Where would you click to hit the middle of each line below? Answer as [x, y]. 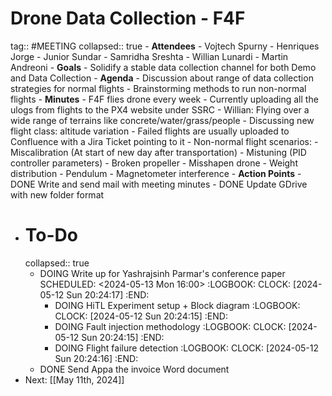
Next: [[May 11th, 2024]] [74, 379]
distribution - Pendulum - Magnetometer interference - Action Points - [156, 173]
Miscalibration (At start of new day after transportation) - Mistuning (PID [158, 152]
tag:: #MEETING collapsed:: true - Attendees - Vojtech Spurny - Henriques [165, 46]
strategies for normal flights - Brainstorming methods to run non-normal [158, 88]
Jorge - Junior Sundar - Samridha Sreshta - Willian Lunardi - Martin [149, 56]
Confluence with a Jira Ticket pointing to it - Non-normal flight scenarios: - [164, 141]
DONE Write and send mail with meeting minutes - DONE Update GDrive [159, 184]
